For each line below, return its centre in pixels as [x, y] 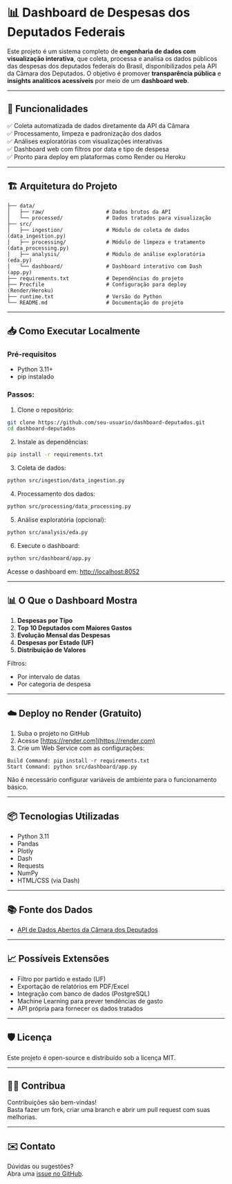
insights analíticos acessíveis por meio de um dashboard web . [98, 80]
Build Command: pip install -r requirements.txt [78, 761]
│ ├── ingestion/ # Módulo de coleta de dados [98, 230]
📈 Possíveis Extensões [58, 959]
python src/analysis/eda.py [48, 532]
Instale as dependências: [52, 442]
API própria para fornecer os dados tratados [80, 1008]
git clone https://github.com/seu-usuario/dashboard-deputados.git [106, 422]
